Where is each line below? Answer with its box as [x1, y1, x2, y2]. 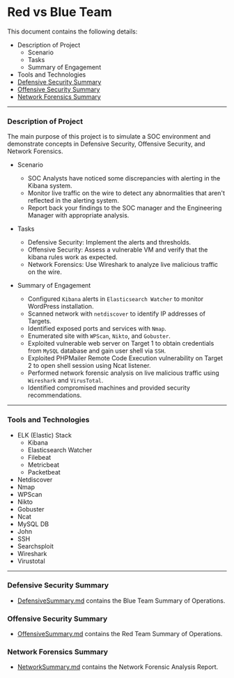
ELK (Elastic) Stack [17, 431, 72, 439]
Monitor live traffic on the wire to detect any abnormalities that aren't [27, 189, 225, 197]
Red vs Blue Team [7, 4, 113, 20]
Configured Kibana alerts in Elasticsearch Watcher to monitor [27, 295, 204, 303]
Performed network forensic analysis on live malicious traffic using [27, 369, 219, 377]
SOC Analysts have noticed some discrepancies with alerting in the [27, 174, 221, 183]
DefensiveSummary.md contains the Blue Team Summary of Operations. [17, 596, 226, 605]
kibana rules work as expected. [27, 253, 118, 261]
